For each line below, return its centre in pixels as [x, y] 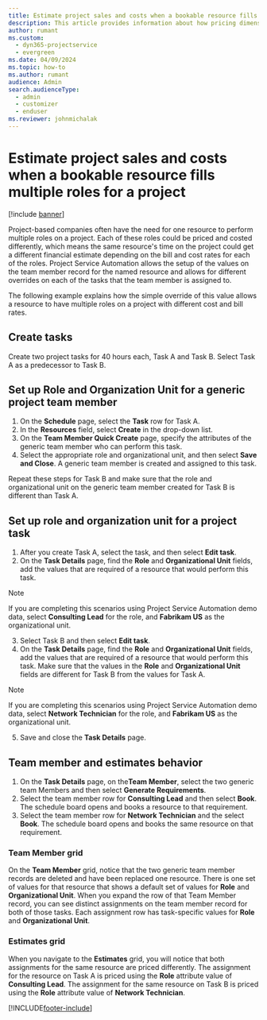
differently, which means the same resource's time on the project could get [131, 246]
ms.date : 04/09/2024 [43, 60]
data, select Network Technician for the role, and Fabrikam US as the [123, 714]
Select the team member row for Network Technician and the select [132, 816]
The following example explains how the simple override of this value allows [132, 296]
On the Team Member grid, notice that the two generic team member [122, 870]
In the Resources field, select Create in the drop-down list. [116, 430]
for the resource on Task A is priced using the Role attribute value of [120, 976]
